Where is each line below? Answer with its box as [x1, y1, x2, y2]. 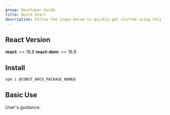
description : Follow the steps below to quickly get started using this [5, 17, 162, 22]
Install [5, 64, 25, 72]
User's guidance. [5, 104, 41, 110]
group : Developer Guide [5, 7, 56, 13]
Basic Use [5, 91, 37, 99]
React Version [5, 35, 51, 44]
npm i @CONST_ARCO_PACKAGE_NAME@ [5, 77, 76, 82]
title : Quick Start [5, 12, 47, 17]
